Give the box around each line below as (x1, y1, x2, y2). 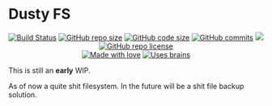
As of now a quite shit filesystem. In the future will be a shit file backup (8, 81, 244, 91)
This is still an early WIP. (8, 66, 91, 75)
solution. (8, 90, 38, 100)
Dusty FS (8, 5, 71, 23)
